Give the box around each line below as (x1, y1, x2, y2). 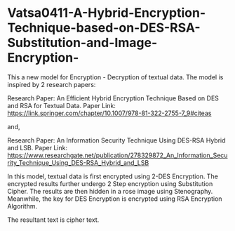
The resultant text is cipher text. (7, 216, 100, 224)
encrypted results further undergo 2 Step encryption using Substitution (7, 179, 213, 187)
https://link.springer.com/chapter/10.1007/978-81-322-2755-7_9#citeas (7, 109, 212, 117)
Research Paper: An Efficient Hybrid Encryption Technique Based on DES (7, 93, 220, 103)
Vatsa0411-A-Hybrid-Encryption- (7, 5, 206, 21)
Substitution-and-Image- (7, 35, 158, 51)
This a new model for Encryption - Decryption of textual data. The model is (7, 72, 224, 81)
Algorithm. (7, 202, 37, 210)
